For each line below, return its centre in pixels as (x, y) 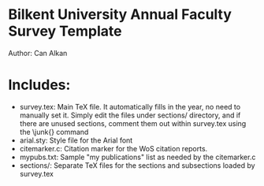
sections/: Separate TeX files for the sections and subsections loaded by (137, 165)
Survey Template (65, 31)
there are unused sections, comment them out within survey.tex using (133, 123)
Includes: (39, 85)
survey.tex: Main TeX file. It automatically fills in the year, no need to (130, 106)
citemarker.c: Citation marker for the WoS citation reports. (113, 148)
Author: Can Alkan (38, 53)
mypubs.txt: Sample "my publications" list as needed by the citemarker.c (138, 157)
